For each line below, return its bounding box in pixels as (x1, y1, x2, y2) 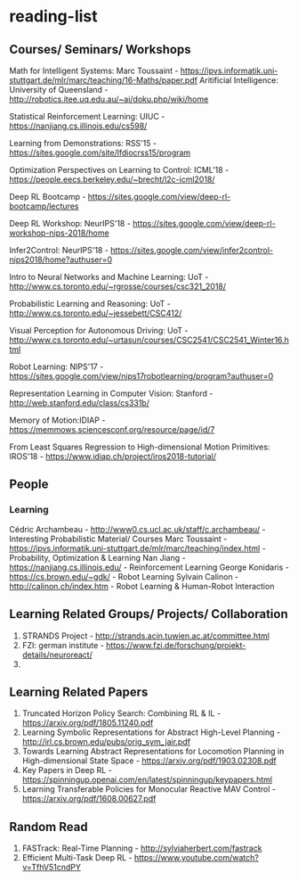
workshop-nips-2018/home (9, 227, 109, 238)
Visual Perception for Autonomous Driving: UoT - (9, 325, 189, 335)
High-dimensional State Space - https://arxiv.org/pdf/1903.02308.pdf (21, 755, 278, 766)
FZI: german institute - (21, 639, 105, 650)
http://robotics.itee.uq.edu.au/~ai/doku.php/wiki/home (9, 94, 209, 104)
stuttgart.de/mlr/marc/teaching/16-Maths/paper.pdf (9, 75, 198, 86)
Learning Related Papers (9, 684, 149, 699)
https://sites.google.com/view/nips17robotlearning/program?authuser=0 (9, 371, 274, 381)
